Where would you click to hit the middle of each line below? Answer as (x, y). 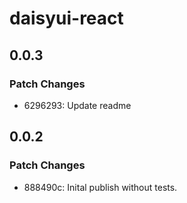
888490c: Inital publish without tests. (100, 187)
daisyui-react (66, 18)
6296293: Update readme (77, 105)
